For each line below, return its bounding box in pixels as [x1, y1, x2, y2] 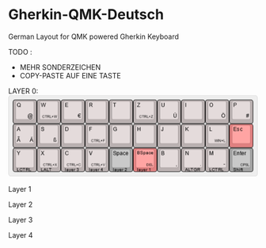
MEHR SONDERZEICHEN [19, 62, 101, 72]
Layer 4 [8, 230, 33, 239]
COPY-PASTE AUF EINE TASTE [19, 71, 121, 80]
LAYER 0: [8, 86, 39, 96]
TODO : [8, 47, 33, 56]
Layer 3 [8, 215, 33, 224]
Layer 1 [8, 184, 32, 193]
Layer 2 [8, 200, 33, 209]
